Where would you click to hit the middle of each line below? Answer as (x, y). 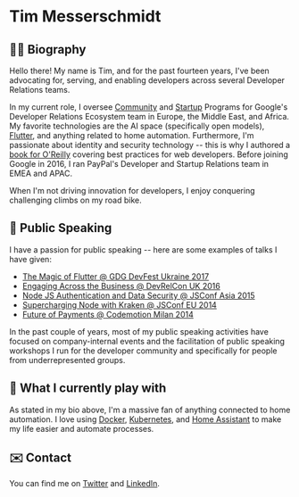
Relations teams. (40, 90)
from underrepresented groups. (67, 360)
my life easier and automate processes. (82, 428)
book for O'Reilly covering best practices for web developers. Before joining (149, 154)
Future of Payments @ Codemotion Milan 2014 (108, 314)
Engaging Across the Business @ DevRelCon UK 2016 (121, 286)
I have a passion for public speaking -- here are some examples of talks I (143, 249)
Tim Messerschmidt (85, 17)
